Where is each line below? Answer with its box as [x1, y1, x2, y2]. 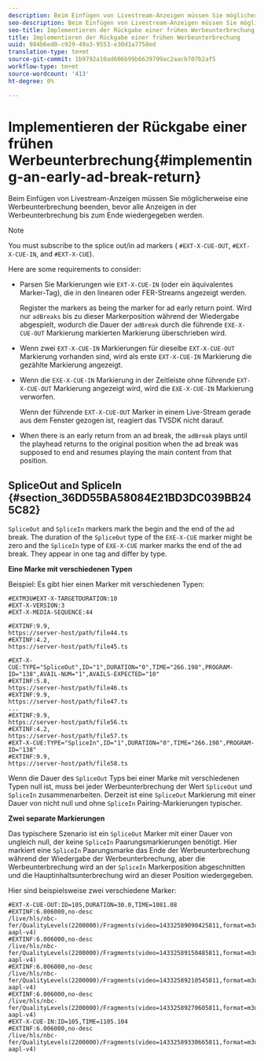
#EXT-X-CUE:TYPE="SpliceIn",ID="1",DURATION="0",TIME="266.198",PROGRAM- [8, 739, 255, 747]
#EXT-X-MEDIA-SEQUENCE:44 [8, 609, 93, 616]
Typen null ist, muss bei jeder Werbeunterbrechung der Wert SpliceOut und [8, 782, 253, 792]
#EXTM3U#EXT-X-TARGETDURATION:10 [8, 595, 118, 603]
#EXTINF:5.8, [8, 677, 51, 686]
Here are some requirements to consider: [8, 265, 141, 274]
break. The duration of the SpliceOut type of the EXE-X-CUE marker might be [8, 532, 253, 542]
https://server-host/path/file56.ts [8, 719, 128, 726]
